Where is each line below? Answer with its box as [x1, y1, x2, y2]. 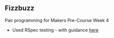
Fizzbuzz [5, 4, 35, 12]
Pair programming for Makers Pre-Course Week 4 [5, 17, 109, 23]
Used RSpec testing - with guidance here [12, 27, 99, 33]
